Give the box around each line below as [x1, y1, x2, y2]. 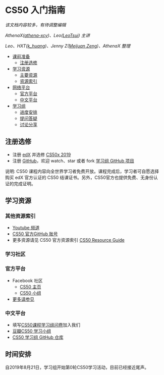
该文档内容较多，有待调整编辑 [5, 22, 66, 28]
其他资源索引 [5, 213, 36, 219]
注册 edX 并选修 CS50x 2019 [12, 152, 71, 158]
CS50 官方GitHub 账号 [12, 231, 58, 237]
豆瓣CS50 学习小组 [12, 328, 52, 334]
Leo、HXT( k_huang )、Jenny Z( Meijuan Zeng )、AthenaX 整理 [5, 43, 130, 49]
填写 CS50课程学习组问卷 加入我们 [12, 321, 81, 327]
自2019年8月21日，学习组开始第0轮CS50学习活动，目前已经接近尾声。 [5, 364, 149, 370]
